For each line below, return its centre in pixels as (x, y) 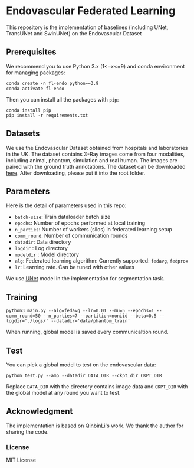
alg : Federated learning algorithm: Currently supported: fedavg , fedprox (101, 261)
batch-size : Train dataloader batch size (63, 217)
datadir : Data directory (43, 242)
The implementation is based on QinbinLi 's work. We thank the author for (95, 426)
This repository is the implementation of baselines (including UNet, (87, 27)
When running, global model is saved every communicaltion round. (88, 332)
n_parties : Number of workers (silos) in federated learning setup (93, 230)
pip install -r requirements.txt (47, 115)
